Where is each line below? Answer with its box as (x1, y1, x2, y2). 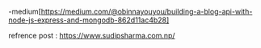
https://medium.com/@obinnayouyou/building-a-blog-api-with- (40, 7, 253, 16)
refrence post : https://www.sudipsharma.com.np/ (8, 31, 175, 40)
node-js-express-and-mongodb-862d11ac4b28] (8, 15, 170, 25)
